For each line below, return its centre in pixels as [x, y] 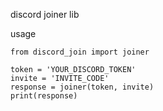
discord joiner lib [45, 14]
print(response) [44, 96]
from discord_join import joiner [80, 52]
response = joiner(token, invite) [82, 87]
